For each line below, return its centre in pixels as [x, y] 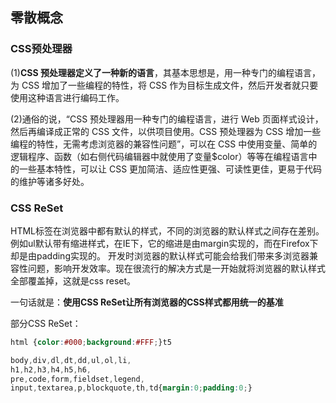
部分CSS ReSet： [46, 323]
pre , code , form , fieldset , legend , [77, 379]
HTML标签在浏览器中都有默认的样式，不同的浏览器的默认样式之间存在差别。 [167, 230]
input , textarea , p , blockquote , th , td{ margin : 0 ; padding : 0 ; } [131, 388]
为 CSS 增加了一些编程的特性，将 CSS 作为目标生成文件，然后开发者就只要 [164, 85]
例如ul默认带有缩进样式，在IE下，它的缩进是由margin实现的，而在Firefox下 [164, 243]
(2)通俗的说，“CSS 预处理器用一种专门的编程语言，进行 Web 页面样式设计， [167, 119]
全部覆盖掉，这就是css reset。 [73, 280]
